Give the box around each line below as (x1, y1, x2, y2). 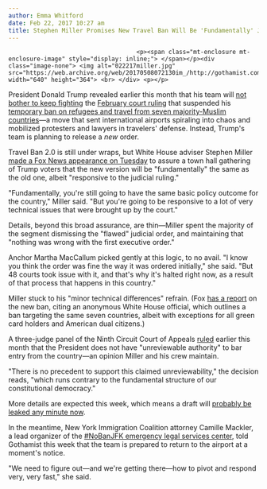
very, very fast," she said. (8, 472, 91, 482)
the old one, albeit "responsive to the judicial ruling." (8, 173, 180, 183)
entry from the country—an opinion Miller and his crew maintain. (8, 351, 219, 361)
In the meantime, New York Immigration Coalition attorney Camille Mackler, (8, 423, 254, 433)
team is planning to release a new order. (8, 132, 139, 142)
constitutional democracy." (8, 383, 96, 394)
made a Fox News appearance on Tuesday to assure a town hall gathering (8, 156, 251, 165)
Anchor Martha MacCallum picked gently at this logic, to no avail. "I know (8, 253, 249, 262)
